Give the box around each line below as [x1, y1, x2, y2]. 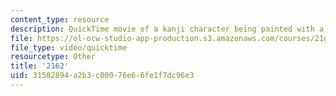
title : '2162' [10, 61, 70, 71]
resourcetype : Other [10, 52, 97, 62]
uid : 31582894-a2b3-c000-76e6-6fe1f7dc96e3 [10, 71, 195, 81]
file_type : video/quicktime [10, 42, 128, 53]
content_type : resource [10, 14, 110, 25]
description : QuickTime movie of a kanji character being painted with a [10, 24, 325, 34]
